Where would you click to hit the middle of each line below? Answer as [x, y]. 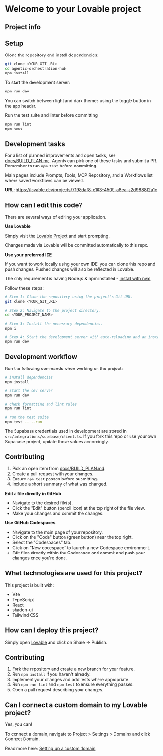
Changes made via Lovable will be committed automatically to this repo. [77, 245]
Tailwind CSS [25, 615]
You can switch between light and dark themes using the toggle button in [78, 100]
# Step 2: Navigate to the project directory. [53, 311]
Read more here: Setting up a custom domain [50, 749]
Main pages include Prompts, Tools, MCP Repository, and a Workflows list [79, 175]
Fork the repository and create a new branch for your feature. [73, 669]
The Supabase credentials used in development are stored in [66, 431]
